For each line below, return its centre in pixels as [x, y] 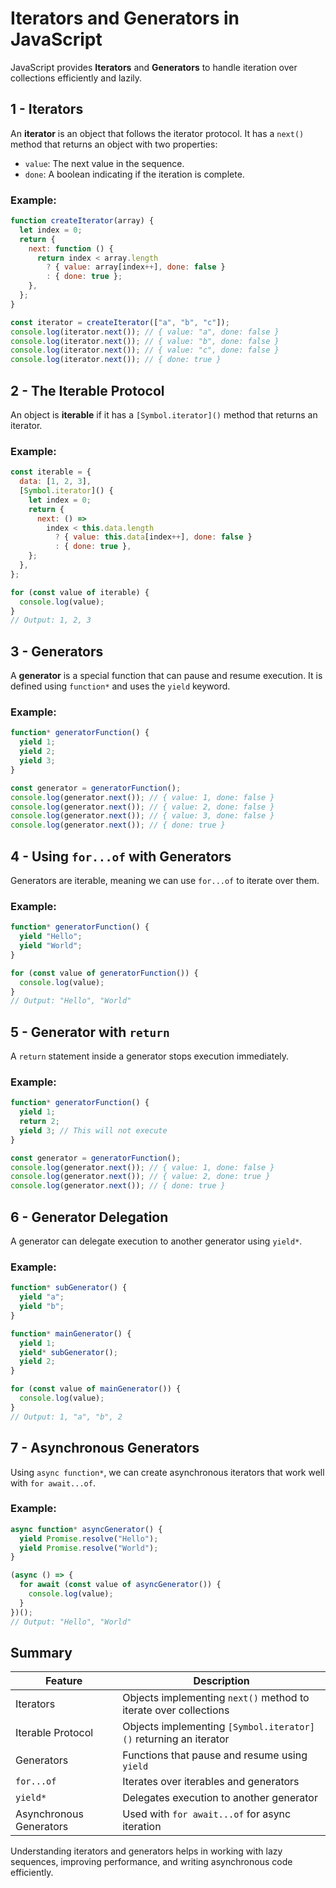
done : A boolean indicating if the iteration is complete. [134, 174]
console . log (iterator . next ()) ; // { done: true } [116, 360]
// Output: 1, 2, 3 [51, 620]
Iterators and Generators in [125, 18]
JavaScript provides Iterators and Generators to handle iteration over [154, 67]
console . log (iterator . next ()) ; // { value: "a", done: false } [145, 332]
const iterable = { [51, 472]
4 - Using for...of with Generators [121, 856]
